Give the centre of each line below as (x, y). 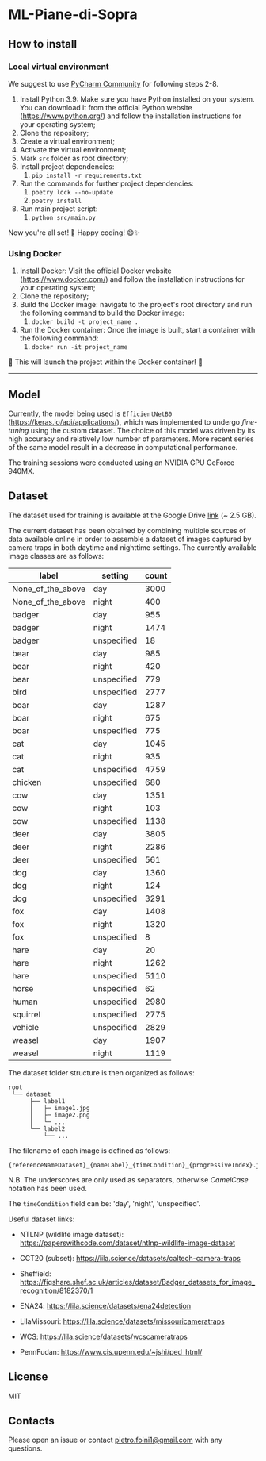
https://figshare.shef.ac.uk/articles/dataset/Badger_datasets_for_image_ (137, 1282)
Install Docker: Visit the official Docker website (95, 271)
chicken (27, 782)
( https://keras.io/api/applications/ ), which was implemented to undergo (124, 421)
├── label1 (47, 1101)
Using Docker (35, 253)
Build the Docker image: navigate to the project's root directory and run (136, 305)
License (28, 1377)
